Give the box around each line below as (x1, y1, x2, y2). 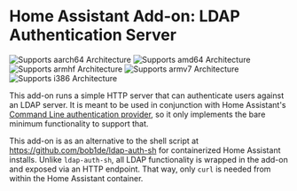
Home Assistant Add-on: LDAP (9, 6, 241, 27)
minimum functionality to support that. (9, 118, 149, 129)
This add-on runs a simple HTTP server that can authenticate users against (9, 90, 285, 101)
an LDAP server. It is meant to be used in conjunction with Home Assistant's (9, 99, 286, 110)
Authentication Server (9, 25, 177, 45)
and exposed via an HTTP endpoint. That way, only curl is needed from (9, 164, 271, 174)
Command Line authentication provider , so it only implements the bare (9, 109, 266, 119)
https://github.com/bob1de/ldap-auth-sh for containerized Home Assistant (9, 144, 281, 156)
